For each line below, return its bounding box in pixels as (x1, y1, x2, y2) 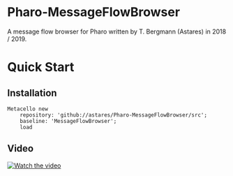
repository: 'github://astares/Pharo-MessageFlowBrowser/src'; (20, 111, 208, 119)
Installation (7, 87, 57, 98)
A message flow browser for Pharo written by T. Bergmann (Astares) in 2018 (7, 27, 227, 36)
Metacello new (7, 105, 49, 112)
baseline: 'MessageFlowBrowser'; (20, 117, 117, 124)
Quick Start (7, 59, 75, 75)
